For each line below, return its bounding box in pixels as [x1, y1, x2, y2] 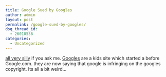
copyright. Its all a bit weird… [5, 66, 67, 72]
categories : [5, 36, 31, 42]
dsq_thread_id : [5, 27, 38, 32]
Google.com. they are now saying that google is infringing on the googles [5, 60, 161, 67]
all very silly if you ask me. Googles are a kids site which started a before [5, 55, 160, 61]
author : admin [5, 12, 36, 17]
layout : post [5, 17, 33, 22]
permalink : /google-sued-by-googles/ [5, 22, 86, 27]
